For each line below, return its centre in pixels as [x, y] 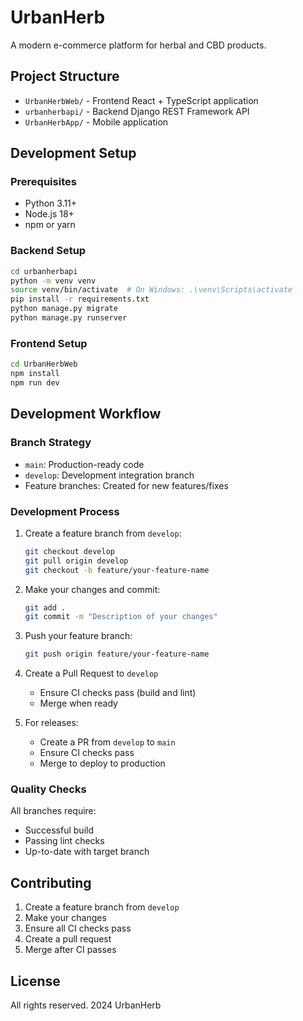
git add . [45, 607]
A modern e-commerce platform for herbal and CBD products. [138, 45]
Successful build [59, 830]
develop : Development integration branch [109, 475]
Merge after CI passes [70, 950]
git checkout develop [69, 551]
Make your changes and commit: [92, 589]
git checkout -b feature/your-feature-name [117, 570]
